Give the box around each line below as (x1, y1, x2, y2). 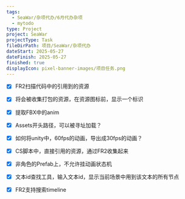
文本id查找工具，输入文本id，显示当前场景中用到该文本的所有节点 (15, 173, 180, 180)
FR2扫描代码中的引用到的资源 (15, 83, 89, 90)
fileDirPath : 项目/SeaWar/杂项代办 (6, 43, 91, 49)
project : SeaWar (6, 32, 47, 38)
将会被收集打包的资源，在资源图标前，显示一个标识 (15, 95, 144, 103)
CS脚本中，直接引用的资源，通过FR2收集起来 (15, 147, 129, 155)
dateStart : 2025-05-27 (6, 49, 64, 55)
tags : (6, 8, 20, 15)
